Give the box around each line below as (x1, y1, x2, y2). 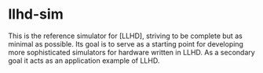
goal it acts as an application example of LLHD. (8, 56, 160, 65)
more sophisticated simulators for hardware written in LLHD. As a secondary (8, 47, 255, 57)
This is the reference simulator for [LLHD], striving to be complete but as (8, 31, 243, 40)
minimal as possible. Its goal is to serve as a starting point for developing (8, 39, 243, 48)
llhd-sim (8, 5, 64, 23)
